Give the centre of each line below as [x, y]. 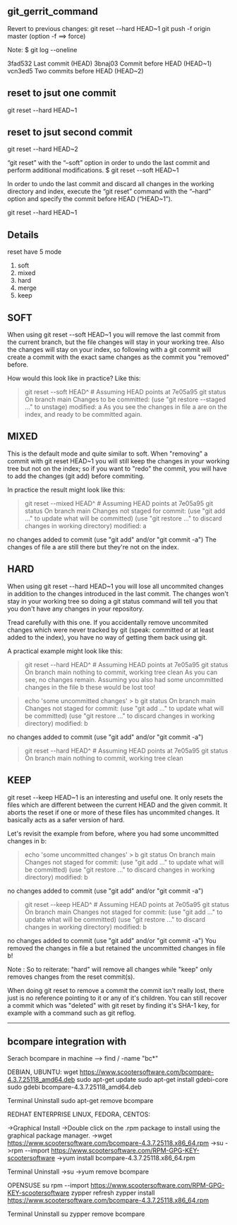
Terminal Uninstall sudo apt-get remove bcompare [80, 1101]
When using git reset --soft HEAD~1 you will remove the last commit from [114, 335]
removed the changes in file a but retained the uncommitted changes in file [116, 948]
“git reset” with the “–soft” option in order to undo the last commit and [109, 163]
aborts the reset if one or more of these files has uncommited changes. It [114, 812]
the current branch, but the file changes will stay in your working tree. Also [116, 342]
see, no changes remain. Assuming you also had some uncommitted [124, 679]
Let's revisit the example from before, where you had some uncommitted [113, 833]
